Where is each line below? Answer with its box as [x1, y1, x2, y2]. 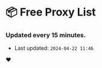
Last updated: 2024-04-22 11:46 [14, 45, 94, 52]
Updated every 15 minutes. [5, 31, 86, 40]
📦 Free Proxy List [5, 5, 96, 19]
